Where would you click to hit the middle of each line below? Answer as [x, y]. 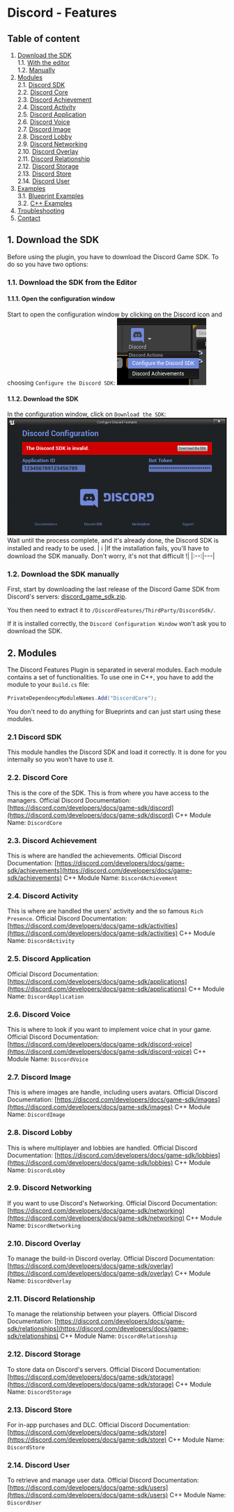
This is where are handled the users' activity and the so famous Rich [106, 911]
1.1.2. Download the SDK [43, 399]
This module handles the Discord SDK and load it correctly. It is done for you [117, 752]
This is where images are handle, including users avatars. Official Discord [112, 1093]
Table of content [44, 39]
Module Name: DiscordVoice [48, 1059]
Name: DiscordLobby [36, 1170]
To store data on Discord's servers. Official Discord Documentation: [104, 1369]
